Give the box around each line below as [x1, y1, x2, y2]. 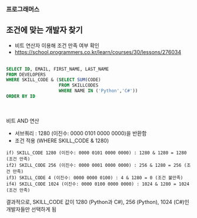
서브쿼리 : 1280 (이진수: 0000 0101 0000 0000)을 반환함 [14, 129, 147, 136]
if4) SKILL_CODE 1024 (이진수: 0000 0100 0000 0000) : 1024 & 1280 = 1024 [6, 181, 190, 187]
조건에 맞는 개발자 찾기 [6, 25, 84, 35]
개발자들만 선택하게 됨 [6, 206, 57, 213]
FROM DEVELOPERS [6, 72, 46, 78]
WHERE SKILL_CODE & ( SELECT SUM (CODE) [6, 77, 101, 83]
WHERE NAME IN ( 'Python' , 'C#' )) [58, 88, 138, 94]
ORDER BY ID [6, 93, 35, 99]
